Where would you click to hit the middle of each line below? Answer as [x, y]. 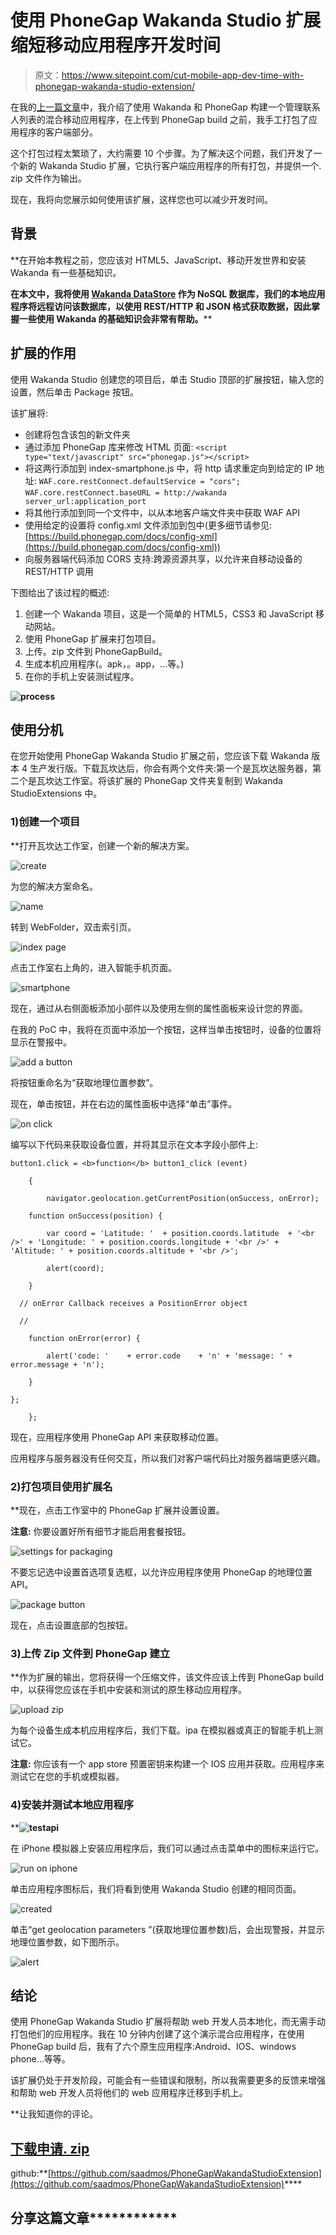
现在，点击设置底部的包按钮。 [71, 1625]
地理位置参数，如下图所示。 [67, 1942]
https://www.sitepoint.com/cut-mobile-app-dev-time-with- [183, 75]
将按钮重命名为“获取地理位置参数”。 [84, 1082]
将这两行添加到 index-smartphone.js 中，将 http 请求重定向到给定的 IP [169, 468]
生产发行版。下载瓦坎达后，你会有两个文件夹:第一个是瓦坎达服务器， [171, 768]
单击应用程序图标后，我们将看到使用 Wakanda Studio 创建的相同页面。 [156, 1888]
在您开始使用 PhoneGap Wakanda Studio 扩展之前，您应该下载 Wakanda [160, 756]
